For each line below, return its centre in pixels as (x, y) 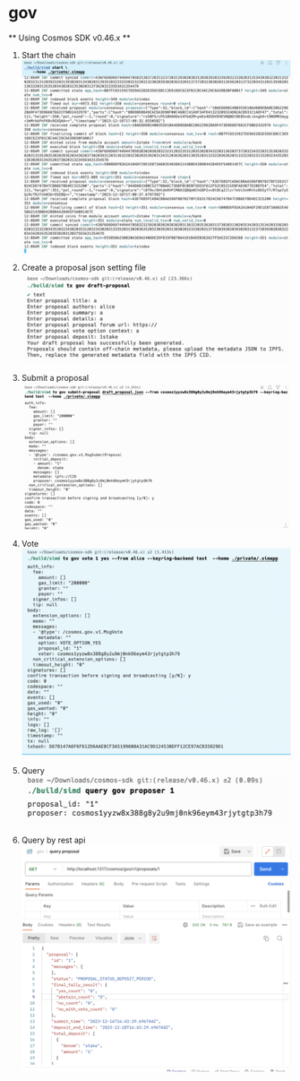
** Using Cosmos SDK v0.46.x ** (69, 38)
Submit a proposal (55, 378)
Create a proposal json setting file (84, 268)
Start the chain (49, 55)
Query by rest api (53, 840)
